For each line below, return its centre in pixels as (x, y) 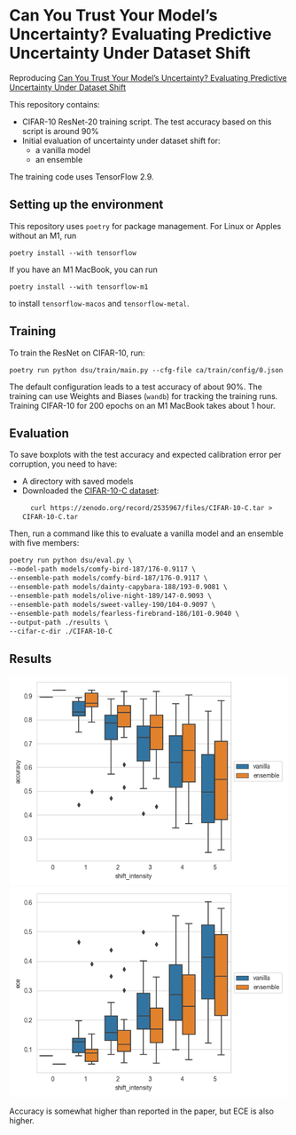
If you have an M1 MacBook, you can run (83, 269)
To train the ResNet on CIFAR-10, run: (77, 353)
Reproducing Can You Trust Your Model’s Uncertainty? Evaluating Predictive (148, 77)
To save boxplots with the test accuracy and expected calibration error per (145, 455)
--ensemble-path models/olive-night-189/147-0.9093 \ (111, 596)
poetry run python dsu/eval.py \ (71, 561)
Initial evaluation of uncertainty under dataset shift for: (121, 140)
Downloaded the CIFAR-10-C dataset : (90, 491)
